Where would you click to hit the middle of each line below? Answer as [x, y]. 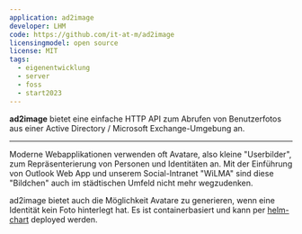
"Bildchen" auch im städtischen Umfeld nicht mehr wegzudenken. [131, 183]
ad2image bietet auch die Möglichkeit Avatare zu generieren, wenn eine [142, 200]
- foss [30, 85]
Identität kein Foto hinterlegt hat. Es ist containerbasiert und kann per [138, 210]
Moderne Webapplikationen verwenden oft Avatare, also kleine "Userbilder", [151, 154]
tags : [19, 59]
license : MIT [34, 51]
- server [34, 76]
